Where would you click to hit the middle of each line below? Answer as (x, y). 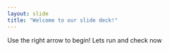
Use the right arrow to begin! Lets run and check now (84, 40)
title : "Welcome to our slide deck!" (63, 20)
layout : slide (28, 14)
